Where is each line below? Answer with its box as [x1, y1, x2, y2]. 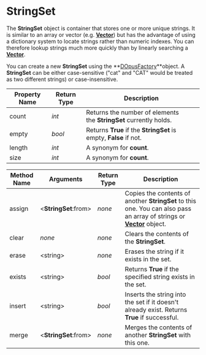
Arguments [48, 175, 83, 183]
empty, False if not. [86, 133, 142, 142]
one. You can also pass [124, 204, 192, 213]
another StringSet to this [124, 196, 196, 205]
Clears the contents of [124, 229, 189, 238]
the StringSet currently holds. [86, 115, 172, 124]
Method [10, 170, 34, 179]
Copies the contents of [124, 189, 191, 197]
